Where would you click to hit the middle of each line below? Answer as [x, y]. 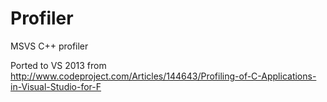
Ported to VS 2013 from [58, 65]
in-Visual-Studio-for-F [56, 86]
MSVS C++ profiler [49, 46]
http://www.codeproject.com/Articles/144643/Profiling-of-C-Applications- [163, 76]
